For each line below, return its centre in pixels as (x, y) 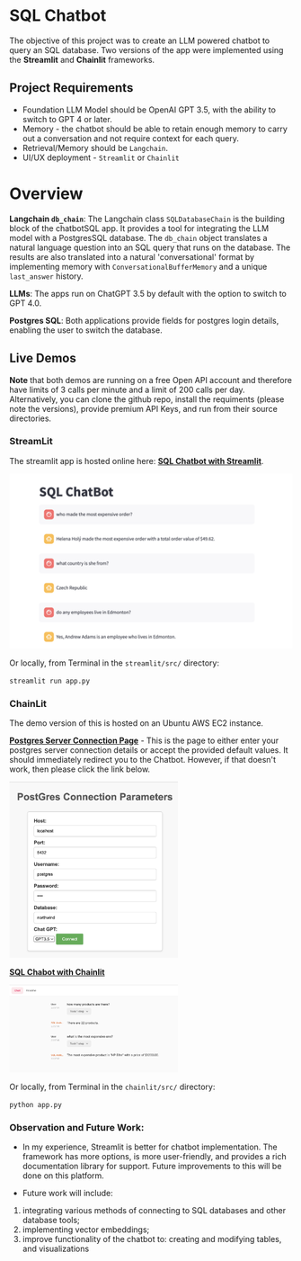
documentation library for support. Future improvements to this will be (152, 1167)
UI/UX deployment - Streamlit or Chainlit (101, 157)
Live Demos (43, 358)
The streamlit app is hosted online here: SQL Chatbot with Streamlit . (137, 461)
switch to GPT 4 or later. (67, 119)
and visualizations (56, 1249)
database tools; (51, 1221)
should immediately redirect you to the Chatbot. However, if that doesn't (143, 760)
